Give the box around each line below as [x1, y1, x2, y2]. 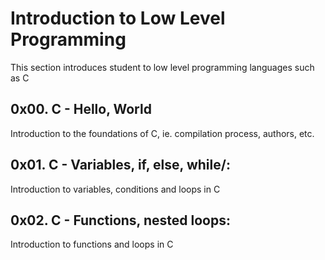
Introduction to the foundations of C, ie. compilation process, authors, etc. [10, 127, 315, 139]
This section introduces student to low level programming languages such [10, 61, 315, 73]
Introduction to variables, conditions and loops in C [10, 183, 221, 195]
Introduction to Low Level [10, 7, 226, 30]
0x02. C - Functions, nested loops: [10, 212, 231, 229]
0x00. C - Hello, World [10, 101, 152, 118]
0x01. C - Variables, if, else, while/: [10, 157, 231, 174]
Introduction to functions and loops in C [10, 238, 174, 251]
